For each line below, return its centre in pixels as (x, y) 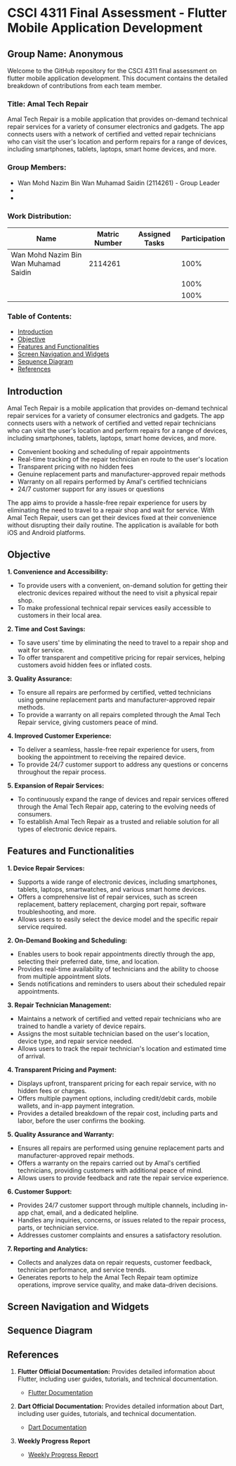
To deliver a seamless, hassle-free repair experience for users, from (116, 749)
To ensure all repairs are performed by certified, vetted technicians (114, 692)
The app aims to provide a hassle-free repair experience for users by (107, 503)
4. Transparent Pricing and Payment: (62, 1069)
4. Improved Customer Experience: (59, 735)
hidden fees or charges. (52, 1091)
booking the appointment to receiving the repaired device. (101, 757)
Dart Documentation (57, 1427)
